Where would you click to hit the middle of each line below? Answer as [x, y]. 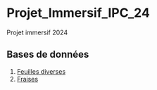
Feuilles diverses [41, 71]
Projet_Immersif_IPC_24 [78, 13]
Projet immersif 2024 [37, 32]
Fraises [27, 79]
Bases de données [48, 54]
